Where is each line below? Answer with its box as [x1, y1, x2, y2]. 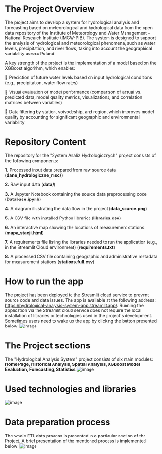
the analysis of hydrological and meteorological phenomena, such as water [5, 40, 156, 46]
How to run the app [5, 276, 84, 287]
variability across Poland [5, 50, 54, 56]
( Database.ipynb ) [5, 196, 41, 202]
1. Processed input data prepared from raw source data [5, 167, 116, 173]
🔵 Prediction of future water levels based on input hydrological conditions [5, 74, 152, 80]
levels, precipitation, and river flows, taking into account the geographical [5, 45, 152, 51]
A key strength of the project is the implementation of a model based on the [5, 60, 157, 66]
